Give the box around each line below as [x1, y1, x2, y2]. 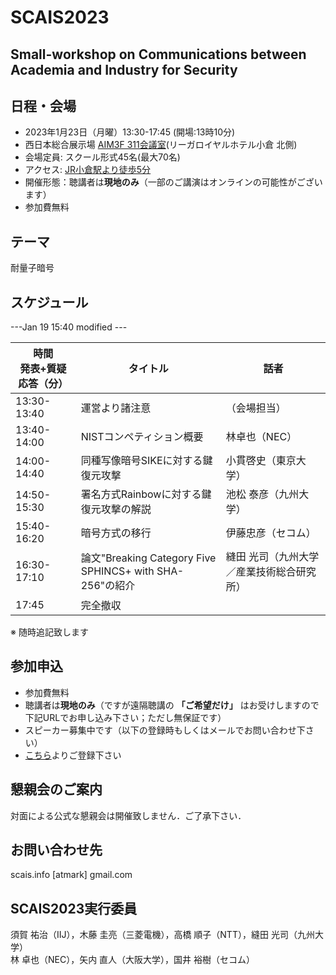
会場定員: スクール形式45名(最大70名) [24, 151, 181, 163]
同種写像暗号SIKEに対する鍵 [80, 454, 213, 468]
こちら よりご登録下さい [24, 749, 122, 761]
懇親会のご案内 [10, 781, 103, 798]
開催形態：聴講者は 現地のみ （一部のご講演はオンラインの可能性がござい [24, 176, 323, 188]
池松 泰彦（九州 [225, 487, 300, 501]
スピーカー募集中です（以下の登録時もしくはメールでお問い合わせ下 [24, 724, 306, 736]
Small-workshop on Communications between [10, 46, 307, 63]
